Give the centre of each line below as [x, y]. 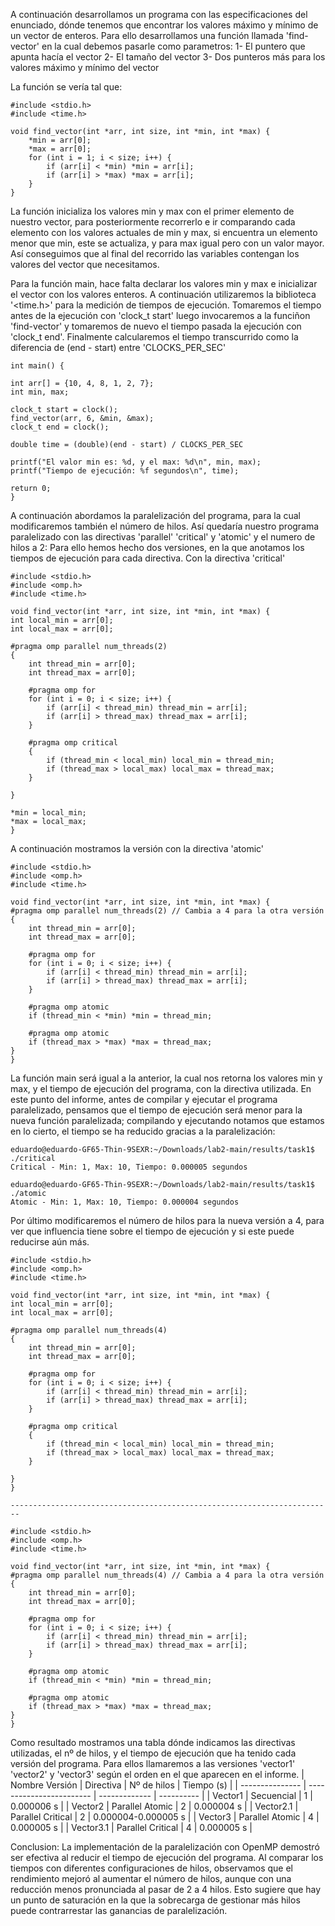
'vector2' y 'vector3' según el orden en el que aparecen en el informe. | [157, 1774]
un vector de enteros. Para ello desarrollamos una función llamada [147, 35]
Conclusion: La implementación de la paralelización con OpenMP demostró [165, 1847]
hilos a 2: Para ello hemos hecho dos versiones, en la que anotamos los [157, 547]
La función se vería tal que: [66, 87]
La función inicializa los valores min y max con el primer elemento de [152, 211]
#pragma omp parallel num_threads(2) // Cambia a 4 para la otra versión [167, 911]
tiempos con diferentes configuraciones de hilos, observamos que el [152, 1868]
